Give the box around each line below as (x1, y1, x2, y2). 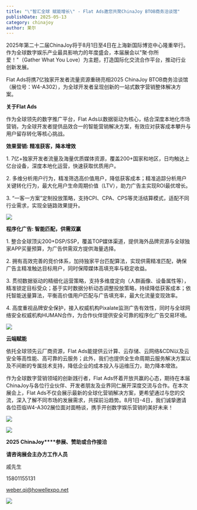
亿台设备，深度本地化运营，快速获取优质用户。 (6, 162, 119, 170)
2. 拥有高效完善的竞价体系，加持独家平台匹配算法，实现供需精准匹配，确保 (6, 258, 187, 265)
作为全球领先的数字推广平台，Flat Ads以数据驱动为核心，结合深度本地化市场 (6, 115, 191, 123)
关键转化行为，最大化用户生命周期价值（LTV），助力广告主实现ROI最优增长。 (6, 182, 191, 189)
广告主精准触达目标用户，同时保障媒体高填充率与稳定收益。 (6, 265, 150, 272)
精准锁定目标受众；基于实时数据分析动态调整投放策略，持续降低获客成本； (6, 285, 186, 292)
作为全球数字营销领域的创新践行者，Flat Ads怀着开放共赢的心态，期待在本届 (6, 375, 191, 382)
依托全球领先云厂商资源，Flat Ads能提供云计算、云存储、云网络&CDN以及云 (6, 348, 189, 355)
